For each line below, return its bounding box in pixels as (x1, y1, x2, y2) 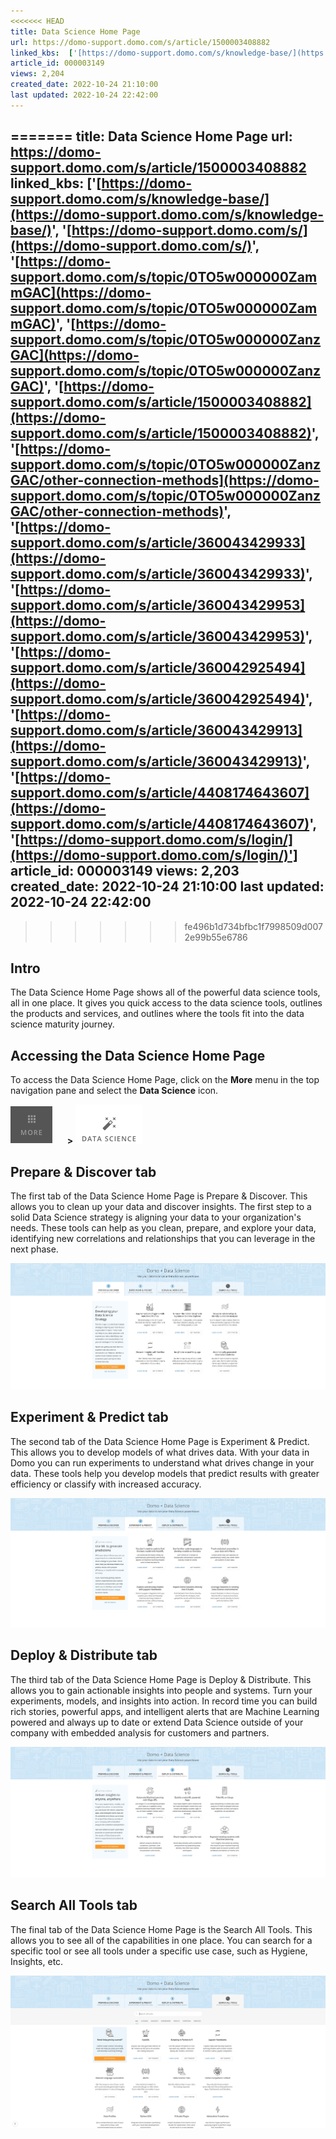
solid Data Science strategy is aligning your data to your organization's (10, 1211, 302, 1223)
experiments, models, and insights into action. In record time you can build (10, 1695, 318, 1707)
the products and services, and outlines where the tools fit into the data (10, 1008, 305, 1020)
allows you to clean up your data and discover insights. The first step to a (10, 1201, 312, 1212)
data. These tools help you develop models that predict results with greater (10, 1467, 320, 1479)
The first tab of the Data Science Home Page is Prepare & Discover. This (10, 1190, 308, 1202)
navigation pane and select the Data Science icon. (10, 1085, 219, 1097)
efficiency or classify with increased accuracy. (10, 1478, 202, 1490)
